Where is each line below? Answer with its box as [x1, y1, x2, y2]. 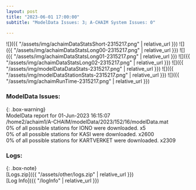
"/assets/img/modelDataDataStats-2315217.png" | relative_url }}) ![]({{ [6, 65, 174, 72]
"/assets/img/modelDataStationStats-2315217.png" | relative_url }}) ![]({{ [6, 71, 180, 79]
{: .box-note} [6, 164, 37, 171]
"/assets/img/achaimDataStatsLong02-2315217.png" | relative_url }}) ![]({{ [6, 59, 184, 66]
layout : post [6, 8, 38, 15]
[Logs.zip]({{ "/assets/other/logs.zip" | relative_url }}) [6, 171, 134, 178]
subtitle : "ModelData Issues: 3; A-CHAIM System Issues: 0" [6, 19, 156, 25]
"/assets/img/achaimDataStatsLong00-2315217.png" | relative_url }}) [13, 47, 178, 54]
